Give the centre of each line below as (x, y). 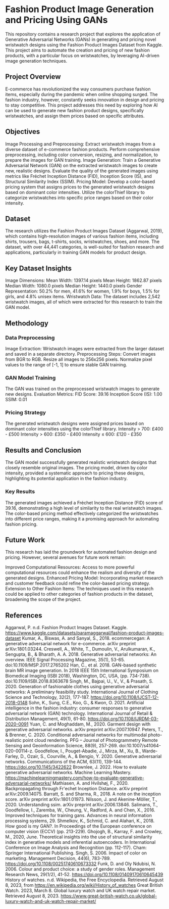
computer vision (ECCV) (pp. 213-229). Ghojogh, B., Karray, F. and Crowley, (84, 832)
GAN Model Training (31, 377)
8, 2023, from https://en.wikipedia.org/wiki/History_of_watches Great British (84, 885)
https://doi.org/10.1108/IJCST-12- (125, 697)
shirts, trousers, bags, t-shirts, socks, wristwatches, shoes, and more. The (82, 242)
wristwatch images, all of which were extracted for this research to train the (84, 302)
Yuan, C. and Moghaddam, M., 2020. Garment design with (90, 724)
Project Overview (33, 77)
